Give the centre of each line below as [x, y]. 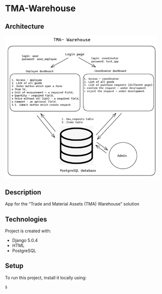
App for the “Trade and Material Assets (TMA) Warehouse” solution [72, 204]
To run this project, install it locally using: [46, 277]
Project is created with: [28, 231]
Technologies [26, 219]
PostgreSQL [24, 250]
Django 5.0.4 [25, 240]
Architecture [25, 26]
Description [23, 192]
